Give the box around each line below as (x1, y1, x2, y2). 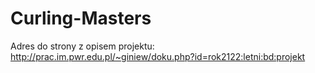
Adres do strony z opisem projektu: (10, 40, 155, 52)
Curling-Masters (10, 7, 152, 30)
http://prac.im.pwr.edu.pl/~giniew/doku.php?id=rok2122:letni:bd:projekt (10, 50, 306, 62)
